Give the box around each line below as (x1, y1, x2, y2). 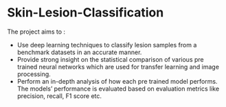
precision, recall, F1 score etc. (16, 91, 102, 100)
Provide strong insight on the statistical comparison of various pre (16, 55, 204, 63)
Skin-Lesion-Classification (7, 5, 164, 21)
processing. (16, 70, 52, 78)
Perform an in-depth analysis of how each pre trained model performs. (16, 77, 218, 85)
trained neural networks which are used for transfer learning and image (16, 62, 220, 71)
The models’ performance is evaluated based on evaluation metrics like (16, 84, 220, 93)
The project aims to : (7, 27, 66, 36)
